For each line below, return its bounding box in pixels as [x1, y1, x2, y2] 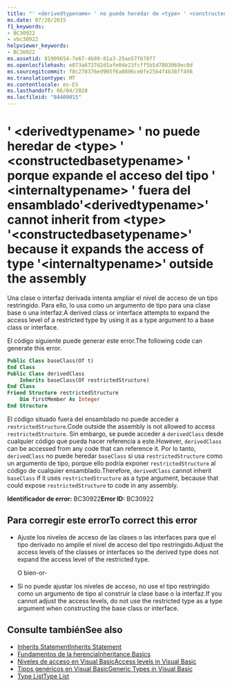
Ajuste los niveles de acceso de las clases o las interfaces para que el [17, 533, 216, 541]
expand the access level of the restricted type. [17, 555, 150, 563]
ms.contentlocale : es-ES [7, 81, 79, 88]
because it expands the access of [7, 242, 204, 257]
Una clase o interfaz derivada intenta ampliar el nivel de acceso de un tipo [7, 294, 218, 302]
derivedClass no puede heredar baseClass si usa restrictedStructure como [7, 452, 223, 460]
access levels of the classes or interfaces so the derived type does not [17, 548, 219, 556]
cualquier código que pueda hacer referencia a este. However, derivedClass [7, 437, 222, 445]
